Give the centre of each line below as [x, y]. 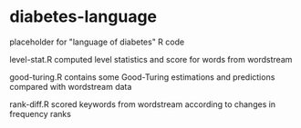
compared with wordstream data [71, 86]
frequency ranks [40, 113]
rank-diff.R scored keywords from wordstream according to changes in [143, 104]
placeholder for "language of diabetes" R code [97, 42]
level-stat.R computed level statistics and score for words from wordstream [151, 59]
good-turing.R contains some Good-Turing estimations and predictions [142, 77]
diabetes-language [83, 17]
